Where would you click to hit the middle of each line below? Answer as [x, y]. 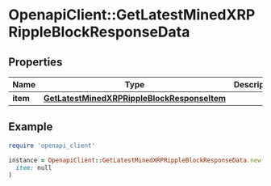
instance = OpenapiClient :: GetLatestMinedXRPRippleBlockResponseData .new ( [137, 160]
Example [31, 127]
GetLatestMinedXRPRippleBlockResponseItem [135, 98]
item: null [34, 167]
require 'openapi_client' [52, 146]
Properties [35, 62]
